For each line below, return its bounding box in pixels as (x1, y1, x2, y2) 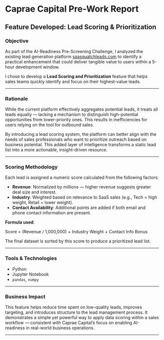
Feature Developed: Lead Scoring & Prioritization (5, 23, 157, 31)
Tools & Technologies (5, 255, 57, 262)
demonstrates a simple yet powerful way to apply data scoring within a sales (5, 315, 159, 321)
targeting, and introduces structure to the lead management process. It (5, 309, 148, 315)
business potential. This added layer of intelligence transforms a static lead (5, 142, 156, 148)
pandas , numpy (12, 276, 39, 282)
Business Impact (5, 293, 45, 300)
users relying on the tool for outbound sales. (5, 122, 94, 128)
